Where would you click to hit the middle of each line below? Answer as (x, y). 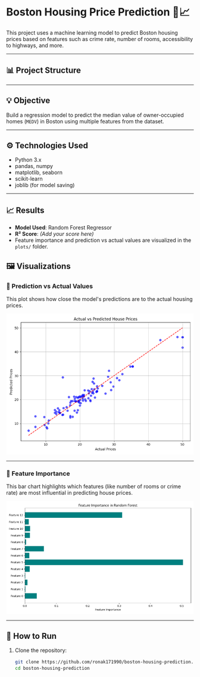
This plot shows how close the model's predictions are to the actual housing (99, 299)
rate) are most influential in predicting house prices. (69, 493)
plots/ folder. (32, 247)
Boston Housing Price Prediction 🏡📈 (98, 12)
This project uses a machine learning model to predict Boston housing (92, 32)
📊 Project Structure (44, 71)
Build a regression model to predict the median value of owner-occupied (95, 115)
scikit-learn (29, 179)
